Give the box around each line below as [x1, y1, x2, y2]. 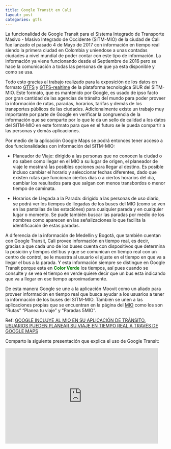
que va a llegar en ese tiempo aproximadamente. [5, 276, 108, 282]
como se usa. [5, 69, 34, 75]
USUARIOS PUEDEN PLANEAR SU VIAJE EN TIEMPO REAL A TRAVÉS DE [5, 323, 159, 329]
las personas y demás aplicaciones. [5, 128, 80, 134]
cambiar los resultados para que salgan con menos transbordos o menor [12, 180, 165, 186]
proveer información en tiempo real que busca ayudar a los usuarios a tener [5, 291, 164, 297]
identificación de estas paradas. [12, 223, 80, 229]
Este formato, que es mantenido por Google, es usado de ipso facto [16, 90, 158, 96]
